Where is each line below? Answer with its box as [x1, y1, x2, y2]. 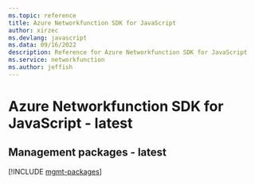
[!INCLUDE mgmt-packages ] [8, 167, 102, 176]
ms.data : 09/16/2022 [8, 41, 77, 49]
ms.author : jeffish [8, 63, 73, 71]
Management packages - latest [8, 146, 167, 159]
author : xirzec [8, 26, 59, 34]
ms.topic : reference [8, 11, 77, 20]
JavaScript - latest [8, 114, 133, 132]
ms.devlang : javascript [8, 33, 88, 42]
